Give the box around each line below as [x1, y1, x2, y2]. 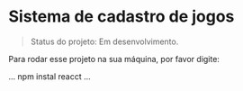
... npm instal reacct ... [8, 70, 91, 82]
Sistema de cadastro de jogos [8, 6, 235, 27]
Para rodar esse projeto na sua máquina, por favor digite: [8, 53, 220, 64]
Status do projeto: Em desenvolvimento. [30, 36, 179, 47]
